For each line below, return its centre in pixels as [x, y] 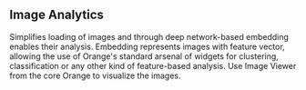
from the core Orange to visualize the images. [95, 75]
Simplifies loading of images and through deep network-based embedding [149, 36]
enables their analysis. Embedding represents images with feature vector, [147, 46]
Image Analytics [57, 15]
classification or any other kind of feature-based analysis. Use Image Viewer [153, 65]
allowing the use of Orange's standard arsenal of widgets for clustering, [144, 56]
